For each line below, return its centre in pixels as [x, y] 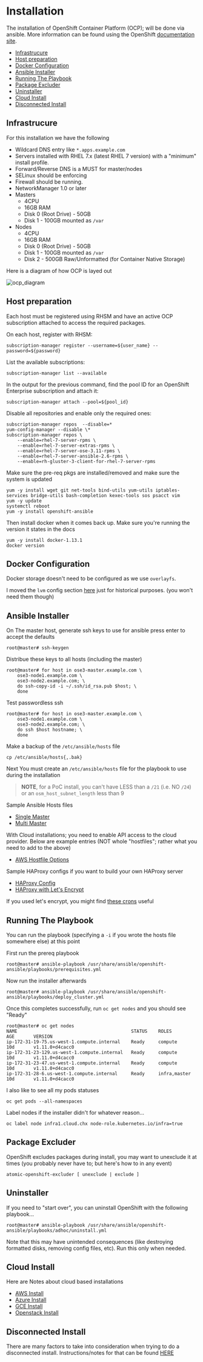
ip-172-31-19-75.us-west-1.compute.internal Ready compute [92, 1042]
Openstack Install [37, 1313]
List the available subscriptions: [46, 362]
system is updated [29, 479]
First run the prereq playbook [43, 953]
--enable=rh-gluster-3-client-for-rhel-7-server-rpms [86, 461]
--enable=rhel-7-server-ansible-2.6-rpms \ [73, 456]
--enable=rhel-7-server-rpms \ [57, 440]
